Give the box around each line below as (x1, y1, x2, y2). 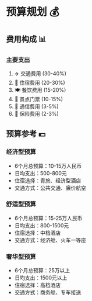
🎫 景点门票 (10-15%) (14, 95, 63, 102)
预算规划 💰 (6, 5, 59, 19)
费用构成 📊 (6, 34, 47, 44)
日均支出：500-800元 (14, 169, 67, 177)
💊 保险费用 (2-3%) (14, 110, 59, 117)
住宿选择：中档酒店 (14, 229, 61, 236)
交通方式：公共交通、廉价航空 (14, 184, 86, 191)
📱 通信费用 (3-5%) (14, 103, 59, 110)
